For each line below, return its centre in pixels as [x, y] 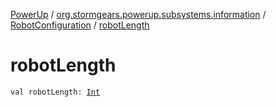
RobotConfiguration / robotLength [80, 25]
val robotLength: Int [55, 92]
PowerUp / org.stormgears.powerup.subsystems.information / [138, 14]
